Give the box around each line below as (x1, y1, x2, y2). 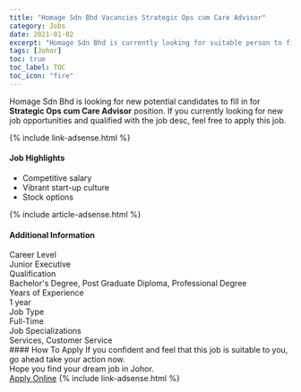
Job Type (9, 306, 45, 318)
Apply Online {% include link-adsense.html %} (9, 373, 181, 384)
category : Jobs (9, 21, 66, 30)
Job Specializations (9, 326, 82, 337)
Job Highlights (9, 153, 65, 164)
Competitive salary (21, 172, 92, 183)
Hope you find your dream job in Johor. (9, 363, 154, 374)
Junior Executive (9, 259, 72, 269)
